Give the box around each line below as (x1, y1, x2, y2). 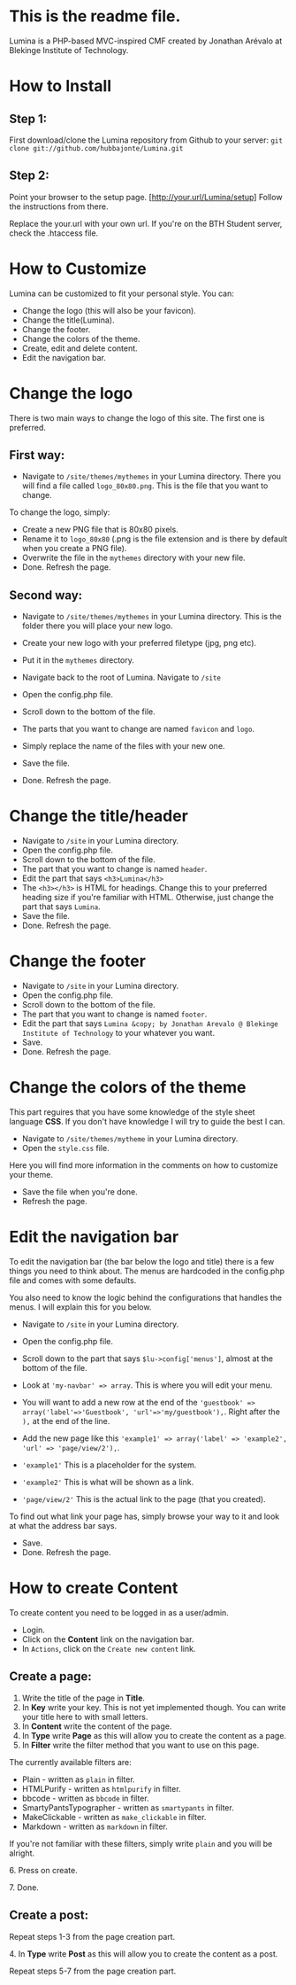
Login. (21, 1624, 46, 1635)
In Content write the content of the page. (21, 1721, 172, 1732)
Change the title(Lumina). (21, 315, 115, 325)
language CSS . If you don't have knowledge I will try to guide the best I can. (9, 1117, 285, 1127)
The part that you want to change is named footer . (21, 1008, 208, 1020)
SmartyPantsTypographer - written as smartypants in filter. (21, 1802, 234, 1813)
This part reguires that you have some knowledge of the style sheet (9, 1107, 255, 1117)
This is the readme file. (9, 6, 181, 27)
